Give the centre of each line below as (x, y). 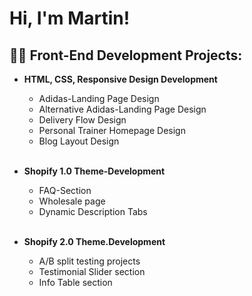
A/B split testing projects (89, 261)
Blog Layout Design (79, 141)
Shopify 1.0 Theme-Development (94, 171)
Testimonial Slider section (92, 271)
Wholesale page (72, 201)
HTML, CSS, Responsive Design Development (120, 79)
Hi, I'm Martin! (70, 18)
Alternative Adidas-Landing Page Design (122, 109)
